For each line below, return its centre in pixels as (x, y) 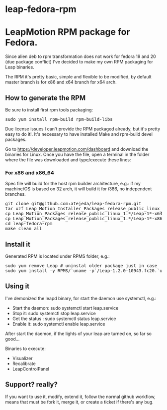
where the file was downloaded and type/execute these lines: (68, 160)
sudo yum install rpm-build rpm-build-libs (59, 119)
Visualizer (23, 358)
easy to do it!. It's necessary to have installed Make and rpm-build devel (79, 134)
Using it (17, 286)
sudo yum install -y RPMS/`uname (46, 271)
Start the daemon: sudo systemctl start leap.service (65, 308)
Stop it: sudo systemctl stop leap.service (54, 313)
